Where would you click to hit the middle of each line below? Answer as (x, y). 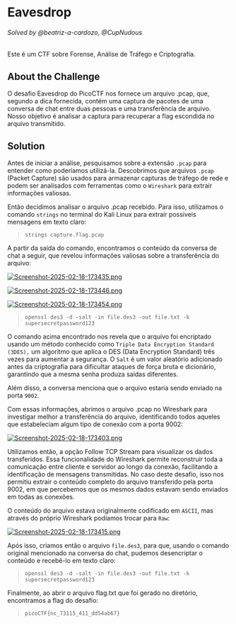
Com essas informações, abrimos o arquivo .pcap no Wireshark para (107, 409)
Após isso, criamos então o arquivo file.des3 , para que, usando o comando (118, 545)
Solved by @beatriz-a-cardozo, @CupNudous (75, 32)
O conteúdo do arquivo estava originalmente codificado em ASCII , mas (110, 511)
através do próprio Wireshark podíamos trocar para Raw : (89, 518)
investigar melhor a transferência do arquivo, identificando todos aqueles (114, 417)
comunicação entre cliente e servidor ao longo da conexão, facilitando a (112, 467)
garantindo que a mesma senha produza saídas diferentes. (93, 374)
